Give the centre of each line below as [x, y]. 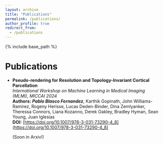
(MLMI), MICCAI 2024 [35, 96]
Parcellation [25, 85]
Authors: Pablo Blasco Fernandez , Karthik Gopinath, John [72, 101]
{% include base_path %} [31, 47]
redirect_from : [21, 28]
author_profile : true [27, 23]
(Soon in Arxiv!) [28, 137]
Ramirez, [21, 106]
